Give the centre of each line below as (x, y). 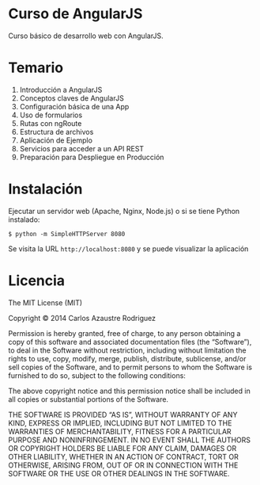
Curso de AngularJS (75, 14)
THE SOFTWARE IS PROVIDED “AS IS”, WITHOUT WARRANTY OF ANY (123, 414)
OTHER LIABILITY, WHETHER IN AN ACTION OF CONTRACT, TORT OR (123, 456)
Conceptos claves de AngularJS (72, 98)
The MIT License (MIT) (45, 303)
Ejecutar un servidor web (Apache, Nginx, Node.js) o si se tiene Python (124, 211)
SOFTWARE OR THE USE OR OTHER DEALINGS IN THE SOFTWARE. (119, 473)
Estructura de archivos (57, 132)
